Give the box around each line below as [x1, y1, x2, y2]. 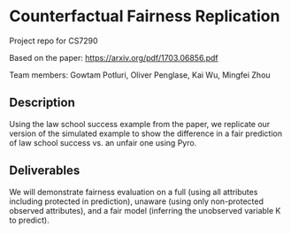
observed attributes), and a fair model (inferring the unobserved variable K [9, 205, 281, 215]
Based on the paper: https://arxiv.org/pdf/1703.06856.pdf [9, 52, 218, 63]
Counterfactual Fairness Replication [9, 6, 280, 26]
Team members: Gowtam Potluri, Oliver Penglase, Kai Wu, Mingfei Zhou [9, 69, 272, 80]
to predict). [9, 215, 50, 225]
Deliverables [9, 163, 80, 178]
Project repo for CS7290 [9, 35, 99, 46]
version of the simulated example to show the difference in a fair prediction [9, 128, 283, 139]
